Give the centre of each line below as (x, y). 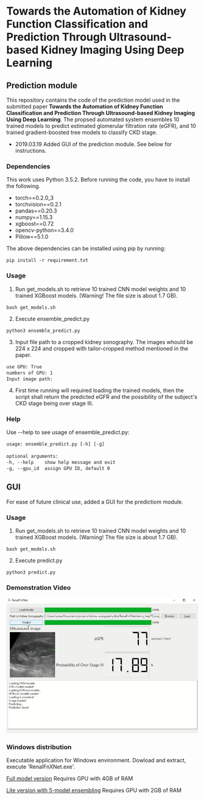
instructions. (31, 151)
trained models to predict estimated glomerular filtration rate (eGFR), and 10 (101, 126)
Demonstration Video (39, 588)
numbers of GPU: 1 (30, 373)
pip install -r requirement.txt (47, 261)
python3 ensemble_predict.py (43, 331)
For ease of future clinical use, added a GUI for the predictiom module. (95, 502)
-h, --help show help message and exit (61, 462)
